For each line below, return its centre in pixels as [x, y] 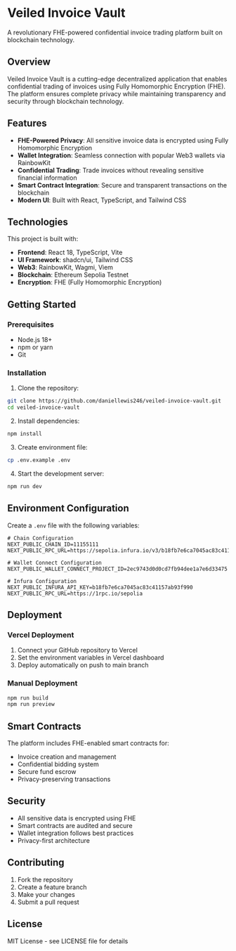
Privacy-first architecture [53, 840]
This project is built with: [43, 239]
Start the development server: [61, 473]
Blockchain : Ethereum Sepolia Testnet [73, 275]
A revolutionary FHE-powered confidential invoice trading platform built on [115, 32]
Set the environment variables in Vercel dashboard [91, 657]
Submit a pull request [48, 902]
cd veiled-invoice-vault [44, 408]
